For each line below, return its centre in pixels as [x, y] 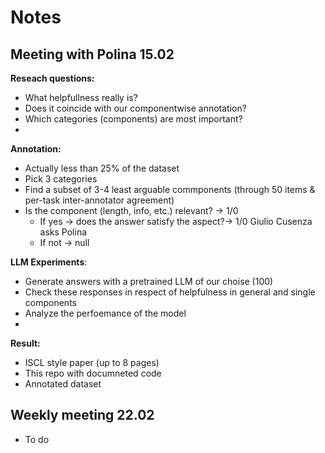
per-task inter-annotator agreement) [99, 200]
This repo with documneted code [93, 373]
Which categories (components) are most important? [133, 119]
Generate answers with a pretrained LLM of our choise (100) [149, 281]
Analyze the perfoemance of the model [105, 313]
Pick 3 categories [61, 179]
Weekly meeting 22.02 [82, 415]
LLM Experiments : [49, 262]
